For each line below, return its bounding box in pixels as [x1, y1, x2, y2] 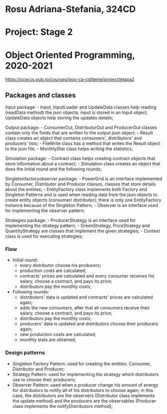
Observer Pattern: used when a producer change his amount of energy [12, 381, 159, 388]
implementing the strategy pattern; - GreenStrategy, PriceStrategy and [5, 222, 150, 228]
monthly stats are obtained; [19, 336, 76, 343]
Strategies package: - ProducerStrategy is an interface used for [5, 217, 136, 223]
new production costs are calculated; [19, 331, 96, 337]
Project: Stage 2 [5, 26, 73, 38]
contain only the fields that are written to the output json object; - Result [5, 130, 153, 136]
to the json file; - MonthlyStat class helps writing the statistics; [5, 146, 133, 152]
